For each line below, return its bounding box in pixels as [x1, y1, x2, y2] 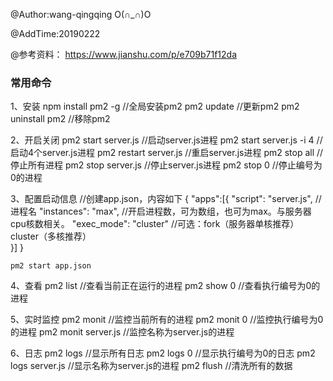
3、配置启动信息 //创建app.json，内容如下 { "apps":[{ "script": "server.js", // [10, 193, 322, 205]
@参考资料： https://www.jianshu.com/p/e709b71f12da [10, 49, 237, 60]
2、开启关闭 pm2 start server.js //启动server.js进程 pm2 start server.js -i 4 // [10, 134, 323, 146]
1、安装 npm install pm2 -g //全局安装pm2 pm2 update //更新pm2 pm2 [10, 100, 300, 113]
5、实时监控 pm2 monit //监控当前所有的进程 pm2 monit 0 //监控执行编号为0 [10, 314, 324, 326]
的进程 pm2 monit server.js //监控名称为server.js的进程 [10, 326, 235, 338]
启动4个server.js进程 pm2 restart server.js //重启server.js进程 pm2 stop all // [10, 147, 324, 159]
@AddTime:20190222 [10, 28, 101, 39]
